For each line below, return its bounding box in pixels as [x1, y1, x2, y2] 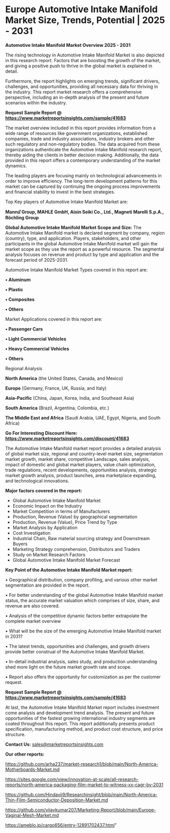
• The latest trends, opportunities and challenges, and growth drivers [5, 643, 150, 649]
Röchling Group [5, 214, 39, 220]
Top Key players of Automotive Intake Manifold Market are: [5, 199, 128, 205]
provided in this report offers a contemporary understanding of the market [5, 157, 161, 163]
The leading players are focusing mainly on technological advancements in [5, 172, 162, 179]
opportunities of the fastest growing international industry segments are [5, 715, 156, 721]
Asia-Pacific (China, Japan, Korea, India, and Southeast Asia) [5, 395, 134, 401]
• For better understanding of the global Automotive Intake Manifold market [5, 592, 163, 598]
